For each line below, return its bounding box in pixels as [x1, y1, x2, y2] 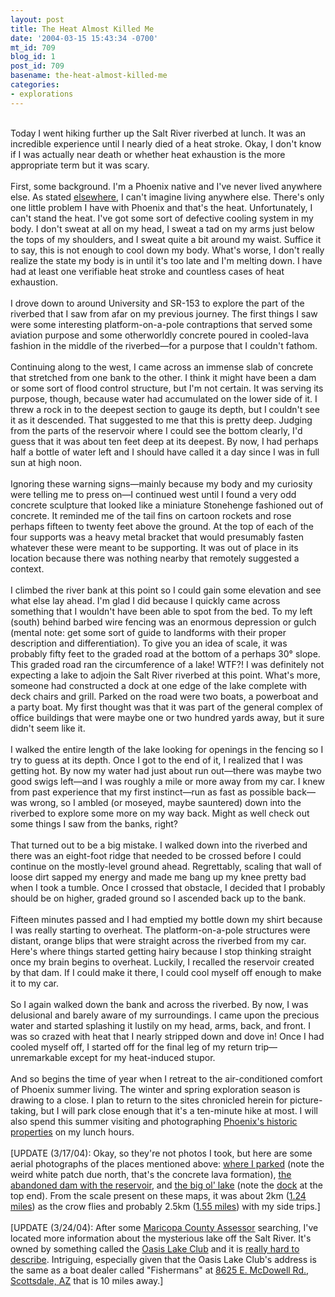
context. [10, 562, 45, 575]
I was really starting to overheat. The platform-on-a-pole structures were [10, 924, 311, 936]
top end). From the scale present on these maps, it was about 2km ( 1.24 [10, 1189, 307, 1201]
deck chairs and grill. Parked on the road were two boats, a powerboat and [10, 690, 319, 702]
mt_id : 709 [10, 42, 56, 53]
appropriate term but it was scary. [10, 159, 150, 171]
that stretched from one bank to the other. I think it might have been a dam [10, 371, 317, 383]
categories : [10, 80, 60, 90]
